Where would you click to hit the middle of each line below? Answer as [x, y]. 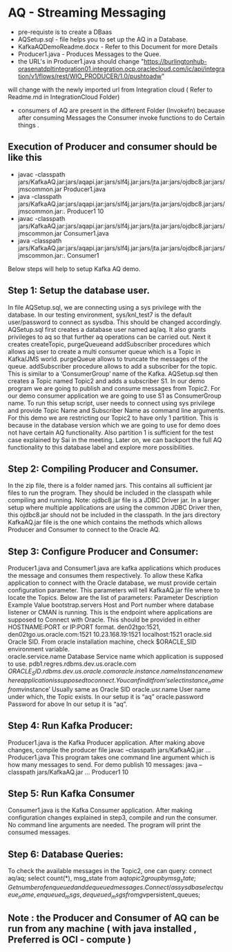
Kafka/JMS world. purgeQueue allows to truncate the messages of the [108, 359]
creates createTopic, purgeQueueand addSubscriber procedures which [109, 344]
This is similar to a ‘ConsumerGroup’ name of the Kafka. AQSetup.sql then [113, 373]
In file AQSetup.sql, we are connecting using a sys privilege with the [105, 307]
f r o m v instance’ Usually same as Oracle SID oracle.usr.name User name [109, 689]
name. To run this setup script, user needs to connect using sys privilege [112, 403]
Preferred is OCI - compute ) [70, 940]
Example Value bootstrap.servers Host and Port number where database [111, 605]
